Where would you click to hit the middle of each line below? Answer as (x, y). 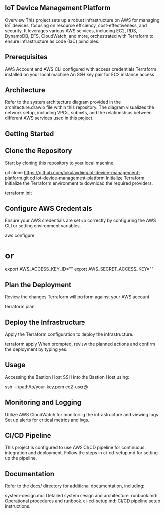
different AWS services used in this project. (49, 118)
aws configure (20, 235)
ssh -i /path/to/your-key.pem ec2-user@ (47, 387)
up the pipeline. (21, 458)
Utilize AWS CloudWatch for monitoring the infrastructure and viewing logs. (82, 414)
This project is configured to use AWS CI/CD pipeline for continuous (75, 447)
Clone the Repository (39, 151)
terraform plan (20, 307)
